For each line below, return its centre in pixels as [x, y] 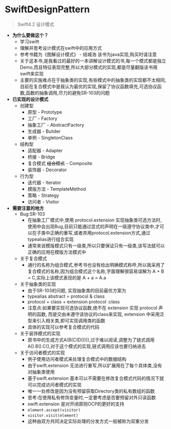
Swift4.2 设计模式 [36, 24]
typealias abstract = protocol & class [66, 296]
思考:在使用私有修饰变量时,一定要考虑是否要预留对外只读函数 [92, 397]
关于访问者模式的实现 [42, 353]
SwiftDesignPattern [47, 9]
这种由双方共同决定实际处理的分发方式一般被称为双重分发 [88, 421]
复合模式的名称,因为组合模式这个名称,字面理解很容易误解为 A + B [96, 271]
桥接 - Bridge [41, 157]
